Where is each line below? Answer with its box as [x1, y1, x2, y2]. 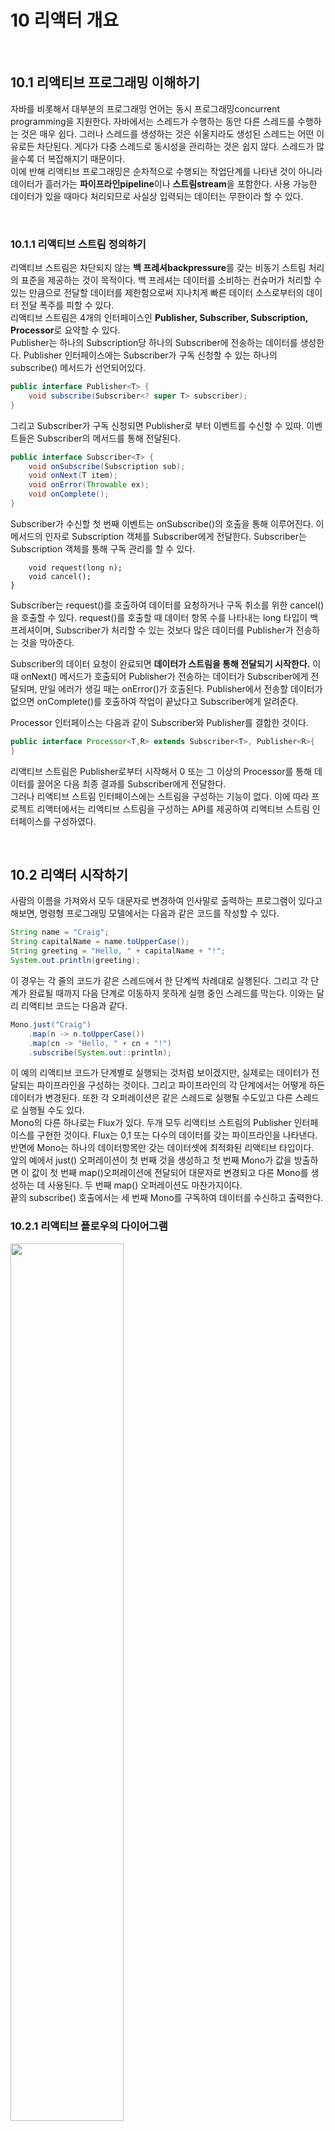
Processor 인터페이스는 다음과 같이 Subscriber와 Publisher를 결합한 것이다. [10, 716, 309, 728]
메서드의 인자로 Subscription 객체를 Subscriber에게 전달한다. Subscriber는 [10, 530, 307, 542]
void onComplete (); [28, 489, 110, 500]
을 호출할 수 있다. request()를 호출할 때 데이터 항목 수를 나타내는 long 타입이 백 [10, 611, 319, 623]
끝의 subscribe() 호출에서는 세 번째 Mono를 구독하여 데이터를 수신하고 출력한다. [10, 1192, 324, 1204]
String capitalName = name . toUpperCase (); [10, 937, 190, 947]
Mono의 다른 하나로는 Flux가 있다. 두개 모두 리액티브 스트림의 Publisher [10, 1117, 292, 1129]
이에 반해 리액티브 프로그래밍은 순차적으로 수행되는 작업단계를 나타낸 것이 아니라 [10, 165, 323, 177]
